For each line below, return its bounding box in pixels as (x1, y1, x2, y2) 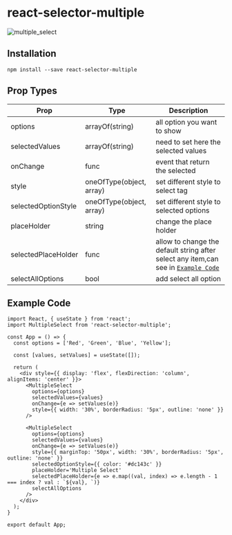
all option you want (155, 117, 217, 127)
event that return (155, 157, 210, 167)
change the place (155, 217, 212, 226)
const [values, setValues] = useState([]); (13, 352, 140, 359)
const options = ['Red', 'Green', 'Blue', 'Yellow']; (13, 340, 171, 347)
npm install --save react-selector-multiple (7, 66, 137, 73)
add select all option (155, 273, 222, 283)
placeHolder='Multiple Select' (32, 467, 122, 474)
